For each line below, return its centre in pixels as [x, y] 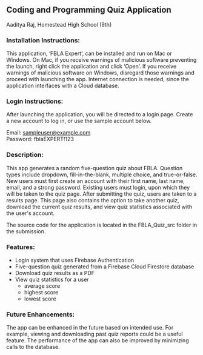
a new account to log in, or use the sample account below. [79, 121]
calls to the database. [33, 347]
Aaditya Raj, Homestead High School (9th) [59, 24]
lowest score [40, 299]
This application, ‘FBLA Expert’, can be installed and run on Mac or [89, 53]
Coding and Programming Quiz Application [89, 10]
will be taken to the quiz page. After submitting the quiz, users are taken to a [101, 194]
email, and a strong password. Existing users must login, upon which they [98, 187]
